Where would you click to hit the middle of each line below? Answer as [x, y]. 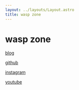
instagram [15, 72]
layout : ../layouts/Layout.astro [40, 10]
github [12, 62]
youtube [14, 82]
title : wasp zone [23, 14]
